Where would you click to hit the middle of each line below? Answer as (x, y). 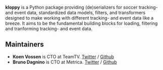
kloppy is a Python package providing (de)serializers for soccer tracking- (82, 7)
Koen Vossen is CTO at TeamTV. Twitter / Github (63, 56)
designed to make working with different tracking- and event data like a (79, 18)
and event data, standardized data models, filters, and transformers (75, 13)
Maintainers (25, 45)
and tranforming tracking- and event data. (49, 29)
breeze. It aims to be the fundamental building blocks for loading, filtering (82, 23)
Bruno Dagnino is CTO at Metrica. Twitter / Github (65, 62)
